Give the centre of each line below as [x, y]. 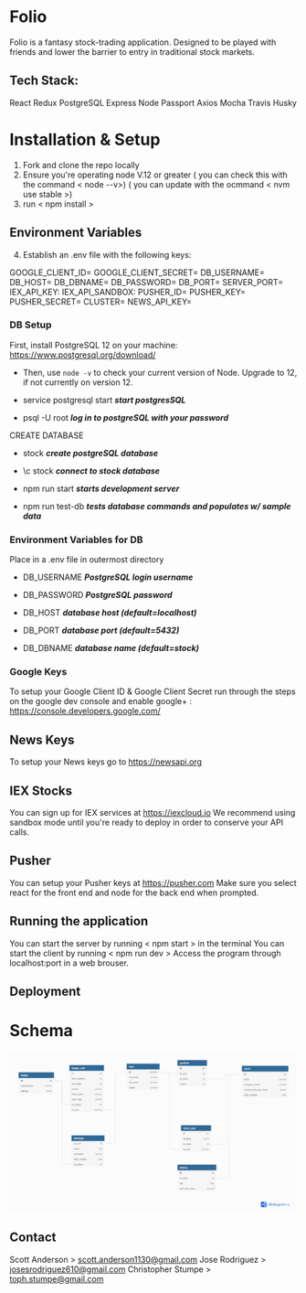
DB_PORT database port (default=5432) [101, 630]
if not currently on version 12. [78, 382]
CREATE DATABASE [47, 435]
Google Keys [38, 672]
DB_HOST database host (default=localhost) [110, 613]
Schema [41, 1031]
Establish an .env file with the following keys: [107, 254]
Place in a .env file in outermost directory [87, 560]
